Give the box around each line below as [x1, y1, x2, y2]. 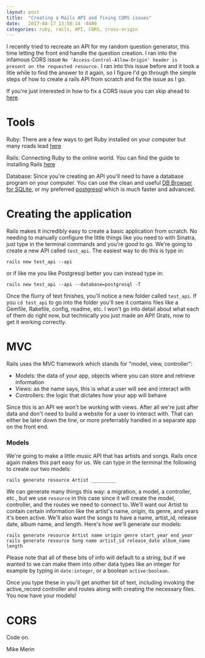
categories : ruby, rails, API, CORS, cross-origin [6, 26, 138, 33]
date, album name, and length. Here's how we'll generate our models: [6, 521, 182, 528]
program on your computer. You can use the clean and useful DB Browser [6, 179, 193, 187]
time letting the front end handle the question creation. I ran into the [6, 50, 177, 57]
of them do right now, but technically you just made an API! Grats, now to [6, 312, 191, 319]
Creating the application [6, 207, 132, 221]
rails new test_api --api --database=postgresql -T [6, 282, 141, 288]
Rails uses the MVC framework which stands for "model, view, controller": [6, 360, 193, 368]
